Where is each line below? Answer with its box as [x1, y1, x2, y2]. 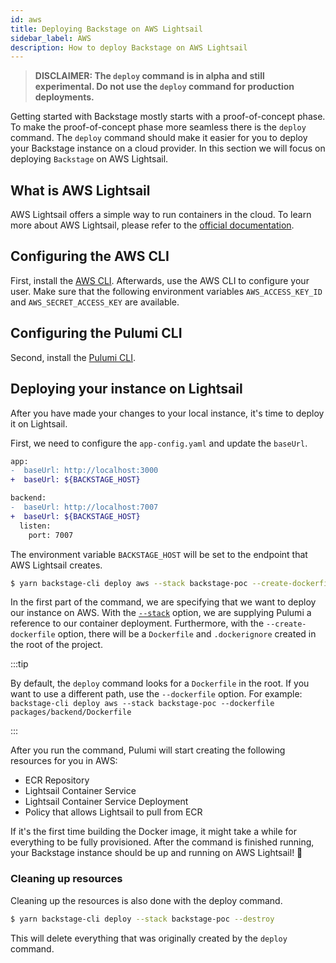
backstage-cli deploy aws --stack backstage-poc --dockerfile [10, 699, 275, 709]
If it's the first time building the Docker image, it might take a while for [10, 826, 298, 838]
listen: [19, 521, 52, 531]
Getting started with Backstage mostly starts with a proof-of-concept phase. [10, 111, 326, 123]
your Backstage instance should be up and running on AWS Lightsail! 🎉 [10, 847, 303, 859]
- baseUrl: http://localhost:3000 [10, 466, 159, 476]
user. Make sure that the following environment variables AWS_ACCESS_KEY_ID [10, 285, 323, 297]
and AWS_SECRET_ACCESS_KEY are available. [10, 296, 180, 308]
